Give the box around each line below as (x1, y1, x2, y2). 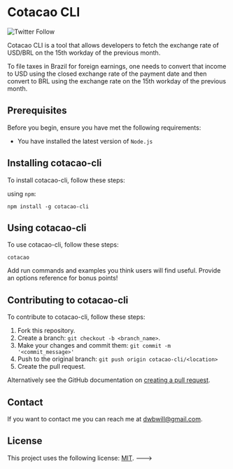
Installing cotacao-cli (7, 157, 102, 169)
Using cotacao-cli (7, 222, 87, 233)
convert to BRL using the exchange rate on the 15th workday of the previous (7, 76, 226, 85)
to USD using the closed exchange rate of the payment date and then (7, 69, 207, 78)
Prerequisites (7, 104, 67, 116)
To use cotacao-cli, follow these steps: (7, 240, 119, 249)
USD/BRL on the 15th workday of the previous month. (7, 48, 161, 57)
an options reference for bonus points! (7, 274, 118, 283)
